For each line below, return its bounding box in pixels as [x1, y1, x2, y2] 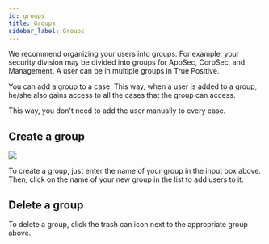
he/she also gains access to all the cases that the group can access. [8, 90, 236, 100]
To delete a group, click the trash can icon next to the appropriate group [8, 220, 248, 229]
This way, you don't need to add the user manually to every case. [8, 106, 226, 116]
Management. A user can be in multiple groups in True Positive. [8, 66, 220, 76]
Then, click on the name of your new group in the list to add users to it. [8, 175, 244, 184]
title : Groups [8, 19, 57, 27]
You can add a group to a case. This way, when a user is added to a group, [8, 82, 258, 91]
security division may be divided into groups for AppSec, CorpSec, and [8, 57, 246, 67]
